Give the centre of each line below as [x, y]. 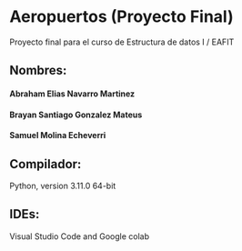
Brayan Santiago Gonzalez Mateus [76, 115]
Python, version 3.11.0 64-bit [63, 186]
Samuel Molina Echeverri [58, 136]
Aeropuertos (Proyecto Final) [121, 17]
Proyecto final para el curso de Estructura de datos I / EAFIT [122, 42]
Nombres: [38, 70]
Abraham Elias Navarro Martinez [72, 94]
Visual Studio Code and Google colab [80, 236]
